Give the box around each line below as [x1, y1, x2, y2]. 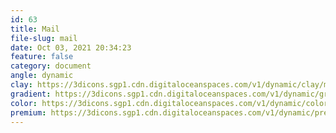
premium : [10, 107, 47, 118]
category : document [10, 61, 92, 71]
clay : [10, 80, 33, 90]
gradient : [10, 89, 52, 99]
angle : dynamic [10, 71, 74, 81]
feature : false [10, 52, 74, 62]
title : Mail [10, 24, 60, 34]
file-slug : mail [10, 33, 78, 43]
